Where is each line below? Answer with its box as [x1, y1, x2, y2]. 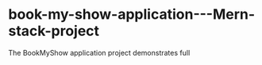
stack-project [8, 22, 100, 40]
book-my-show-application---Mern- [8, 5, 256, 23]
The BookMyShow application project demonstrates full [8, 48, 191, 57]
